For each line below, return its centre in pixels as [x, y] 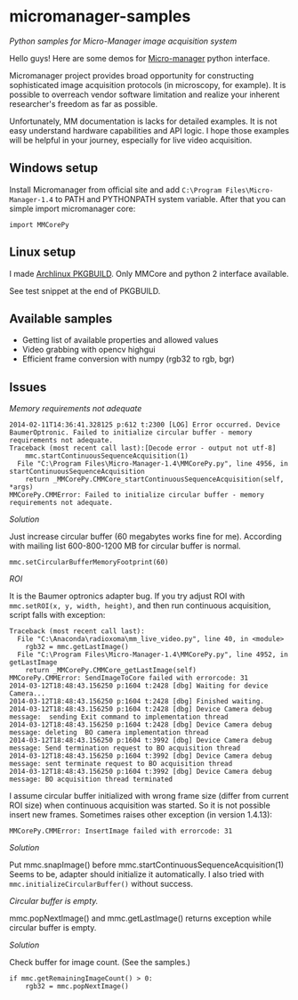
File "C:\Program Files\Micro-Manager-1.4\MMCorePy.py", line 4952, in [153, 655]
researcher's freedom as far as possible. [84, 103]
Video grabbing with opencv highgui [89, 350]
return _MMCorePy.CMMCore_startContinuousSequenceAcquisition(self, [155, 480]
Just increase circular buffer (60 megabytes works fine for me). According [145, 537]
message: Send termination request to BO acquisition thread [125, 748]
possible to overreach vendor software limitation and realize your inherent [145, 94]
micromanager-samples [100, 16]
